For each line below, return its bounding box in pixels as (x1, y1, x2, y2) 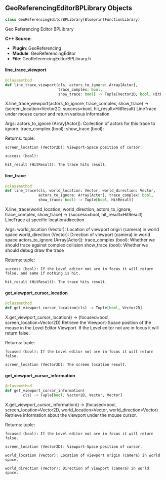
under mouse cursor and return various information (5, 111, 110, 117)
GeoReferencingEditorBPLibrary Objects (5, 4, 132, 12)
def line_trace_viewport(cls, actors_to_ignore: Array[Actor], (5, 82, 138, 87)
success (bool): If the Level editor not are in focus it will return (5, 267, 154, 272)
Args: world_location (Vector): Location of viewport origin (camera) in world (5, 227, 159, 233)
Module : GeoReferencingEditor (12, 50, 76, 56)
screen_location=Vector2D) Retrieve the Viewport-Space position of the (5, 320, 152, 325)
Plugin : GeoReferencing (12, 45, 62, 51)
